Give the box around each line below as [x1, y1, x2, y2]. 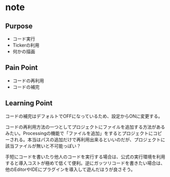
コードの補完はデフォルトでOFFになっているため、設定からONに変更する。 [5, 113, 163, 119]
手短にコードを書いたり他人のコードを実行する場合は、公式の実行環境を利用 [5, 154, 165, 160]
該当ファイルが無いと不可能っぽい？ [5, 143, 81, 149]
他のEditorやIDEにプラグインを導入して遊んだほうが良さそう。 [5, 166, 135, 172]
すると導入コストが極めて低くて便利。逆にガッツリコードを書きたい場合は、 [5, 160, 165, 166]
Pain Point [5, 63, 38, 72]
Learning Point [5, 99, 53, 108]
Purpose [5, 22, 33, 30]
